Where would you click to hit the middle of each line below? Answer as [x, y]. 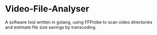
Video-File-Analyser [47, 9]
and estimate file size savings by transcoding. [51, 27]
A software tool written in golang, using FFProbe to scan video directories [79, 22]
